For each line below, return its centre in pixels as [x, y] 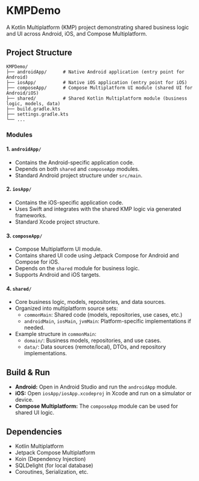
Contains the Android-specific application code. [74, 162]
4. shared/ [19, 288]
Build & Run [28, 372]
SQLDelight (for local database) [54, 465]
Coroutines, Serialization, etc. [52, 472]
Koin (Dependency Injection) [50, 459]
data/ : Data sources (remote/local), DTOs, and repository [95, 347]
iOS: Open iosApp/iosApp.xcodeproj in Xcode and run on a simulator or [103, 393]
